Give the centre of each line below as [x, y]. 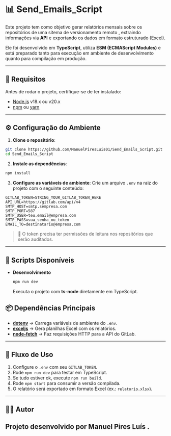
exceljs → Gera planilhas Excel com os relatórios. [64, 328]
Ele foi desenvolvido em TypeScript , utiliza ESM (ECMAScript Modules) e [83, 47]
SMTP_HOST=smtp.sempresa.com [36, 207]
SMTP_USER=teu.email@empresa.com [41, 216]
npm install [18, 173]
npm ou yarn [26, 107]
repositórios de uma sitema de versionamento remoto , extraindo [73, 32]
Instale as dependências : [40, 164]
